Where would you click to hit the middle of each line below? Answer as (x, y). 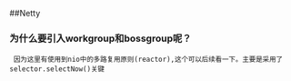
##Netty (25, 13)
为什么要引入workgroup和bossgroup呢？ (100, 38)
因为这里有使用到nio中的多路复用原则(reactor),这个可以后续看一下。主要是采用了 (148, 60)
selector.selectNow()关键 (57, 69)
